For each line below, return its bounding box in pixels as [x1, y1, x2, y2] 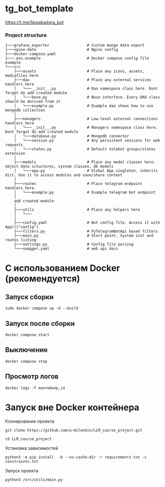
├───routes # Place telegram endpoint [14, 181, 142, 186]
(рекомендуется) [5, 273, 81, 284]
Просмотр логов [5, 372, 59, 381]
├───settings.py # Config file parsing [14, 242, 134, 247]
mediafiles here [5, 73, 39, 78]
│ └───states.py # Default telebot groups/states [14, 147, 156, 152]
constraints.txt [5, 459, 39, 464]
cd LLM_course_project [5, 436, 52, 442]
